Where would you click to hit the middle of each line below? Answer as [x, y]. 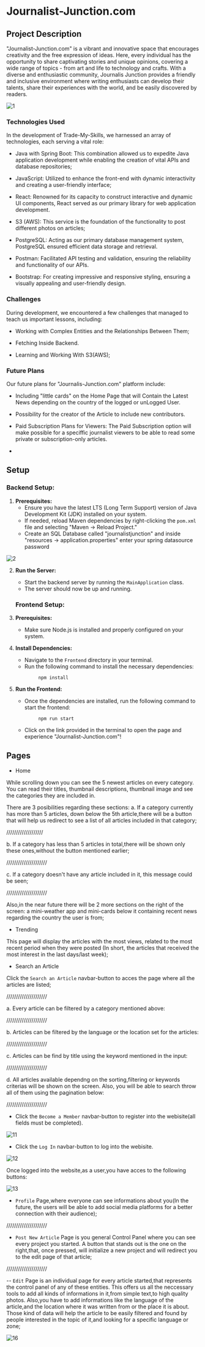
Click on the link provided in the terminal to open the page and [103, 730]
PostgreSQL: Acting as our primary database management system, [99, 240]
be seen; [17, 881]
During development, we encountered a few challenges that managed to [97, 312]
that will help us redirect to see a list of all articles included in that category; [102, 820]
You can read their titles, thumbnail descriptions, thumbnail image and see [100, 789]
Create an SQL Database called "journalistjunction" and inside [102, 534]
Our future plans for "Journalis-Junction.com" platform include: [86, 383]
